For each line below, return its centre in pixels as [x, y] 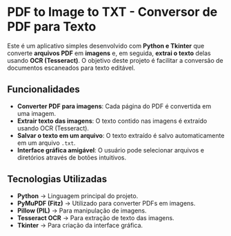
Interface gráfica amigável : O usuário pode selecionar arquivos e [111, 150]
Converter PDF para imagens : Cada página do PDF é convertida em [114, 106]
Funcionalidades [44, 89]
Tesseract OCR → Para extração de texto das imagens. [96, 217]
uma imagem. [37, 113]
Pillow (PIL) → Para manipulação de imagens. [82, 210]
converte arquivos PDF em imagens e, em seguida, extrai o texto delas [109, 53]
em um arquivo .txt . [46, 143]
